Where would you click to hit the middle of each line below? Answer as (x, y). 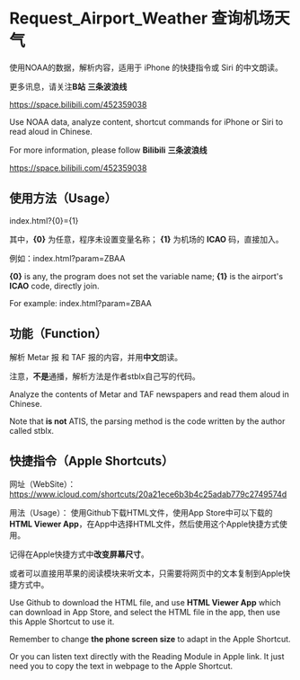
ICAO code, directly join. (55, 286)
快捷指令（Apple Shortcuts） (92, 460)
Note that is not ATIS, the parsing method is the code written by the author (147, 421)
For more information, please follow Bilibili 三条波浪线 (109, 150)
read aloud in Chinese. (51, 131)
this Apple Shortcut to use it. (62, 622)
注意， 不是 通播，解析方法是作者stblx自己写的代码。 (105, 376)
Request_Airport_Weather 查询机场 (142, 18)
